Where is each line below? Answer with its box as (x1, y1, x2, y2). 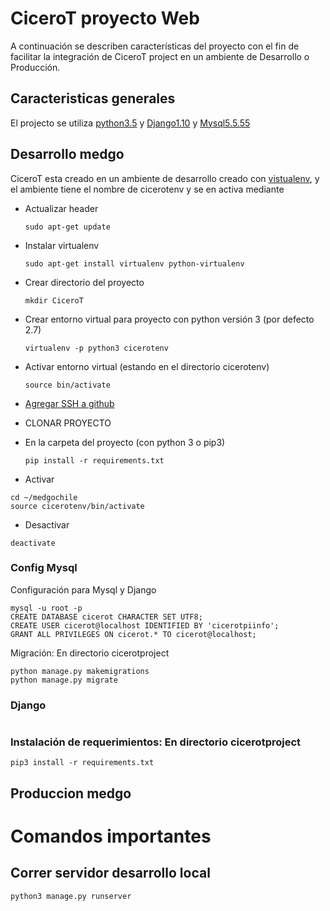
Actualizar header (24, 202, 99, 214)
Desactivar (24, 518, 70, 531)
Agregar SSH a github (24, 397, 115, 409)
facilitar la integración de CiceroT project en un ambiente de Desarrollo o (10, 50, 310, 62)
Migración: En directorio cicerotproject (10, 647, 170, 659)
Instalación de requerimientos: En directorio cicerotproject (10, 735, 302, 749)
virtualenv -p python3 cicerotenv (24, 343, 169, 353)
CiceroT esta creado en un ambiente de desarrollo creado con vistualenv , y (10, 172, 320, 184)
